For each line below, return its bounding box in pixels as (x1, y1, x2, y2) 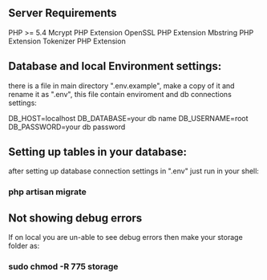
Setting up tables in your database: (8, 145, 187, 159)
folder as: (8, 241, 40, 251)
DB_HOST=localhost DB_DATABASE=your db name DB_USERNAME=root (8, 113, 249, 123)
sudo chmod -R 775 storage (8, 261, 119, 272)
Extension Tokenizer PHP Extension (8, 36, 126, 46)
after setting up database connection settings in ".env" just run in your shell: (8, 166, 259, 176)
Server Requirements (8, 6, 118, 20)
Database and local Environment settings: (8, 59, 222, 73)
